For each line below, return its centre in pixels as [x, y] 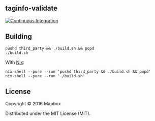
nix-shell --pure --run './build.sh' [45, 76]
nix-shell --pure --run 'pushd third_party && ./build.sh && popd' [78, 71]
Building [19, 37]
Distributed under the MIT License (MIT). [48, 113]
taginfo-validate [32, 8]
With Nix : [15, 62]
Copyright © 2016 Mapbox [33, 104]
